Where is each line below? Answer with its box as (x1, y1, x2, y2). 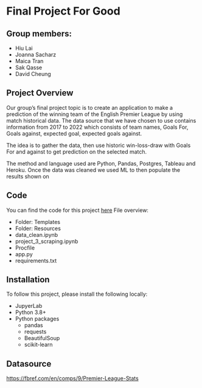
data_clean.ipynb (15, 231, 58, 238)
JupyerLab (15, 302, 43, 310)
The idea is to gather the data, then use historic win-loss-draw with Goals (6, 141, 191, 149)
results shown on (6, 172, 50, 180)
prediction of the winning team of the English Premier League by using (6, 111, 183, 118)
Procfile (15, 244, 35, 251)
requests (24, 328, 47, 335)
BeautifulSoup (24, 335, 60, 342)
